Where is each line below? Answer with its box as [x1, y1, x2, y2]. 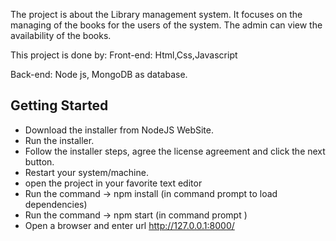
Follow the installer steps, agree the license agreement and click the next [24, 145, 326, 157]
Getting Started [10, 97, 109, 114]
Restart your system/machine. [24, 166, 149, 178]
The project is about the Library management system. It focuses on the [10, 9, 303, 20]
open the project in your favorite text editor [24, 177, 203, 189]
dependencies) [24, 198, 88, 210]
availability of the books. [10, 30, 112, 41]
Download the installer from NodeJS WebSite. [24, 124, 214, 136]
